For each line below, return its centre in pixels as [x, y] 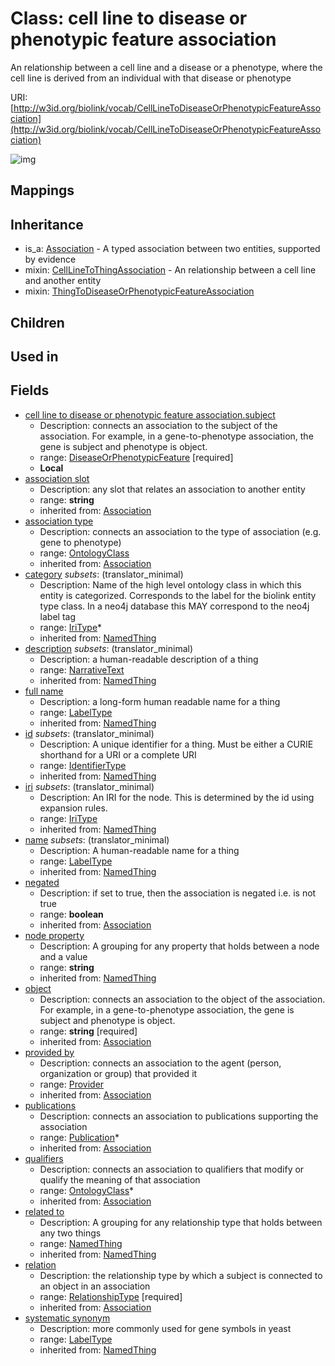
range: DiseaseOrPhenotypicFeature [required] [136, 457]
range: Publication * [79, 1137]
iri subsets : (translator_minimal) [89, 786]
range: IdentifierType [83, 765]
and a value [63, 956]
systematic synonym [67, 1318]
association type [59, 521]
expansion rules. [73, 808]
